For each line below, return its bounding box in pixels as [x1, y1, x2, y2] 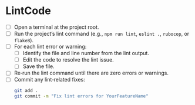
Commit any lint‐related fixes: [14, 76, 86, 83]
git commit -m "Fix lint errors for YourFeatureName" [14, 93, 149, 99]
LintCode [5, 4, 51, 18]
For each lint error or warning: [14, 43, 87, 50]
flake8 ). [14, 37, 33, 44]
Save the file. [22, 63, 55, 70]
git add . [14, 88, 39, 94]
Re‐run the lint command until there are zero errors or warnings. [14, 69, 169, 77]
